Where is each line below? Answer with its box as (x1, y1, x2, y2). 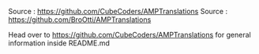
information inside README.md (8, 38, 111, 48)
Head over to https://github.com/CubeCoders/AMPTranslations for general (8, 31, 251, 39)
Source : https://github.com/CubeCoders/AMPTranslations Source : (8, 7, 227, 16)
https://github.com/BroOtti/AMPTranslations (8, 15, 152, 24)
